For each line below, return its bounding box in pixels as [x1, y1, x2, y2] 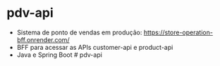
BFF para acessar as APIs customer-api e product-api [16, 43, 173, 51]
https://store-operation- [143, 28, 213, 37]
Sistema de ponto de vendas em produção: [16, 28, 142, 37]
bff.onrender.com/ [16, 35, 70, 44]
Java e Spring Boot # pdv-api [16, 51, 103, 59]
